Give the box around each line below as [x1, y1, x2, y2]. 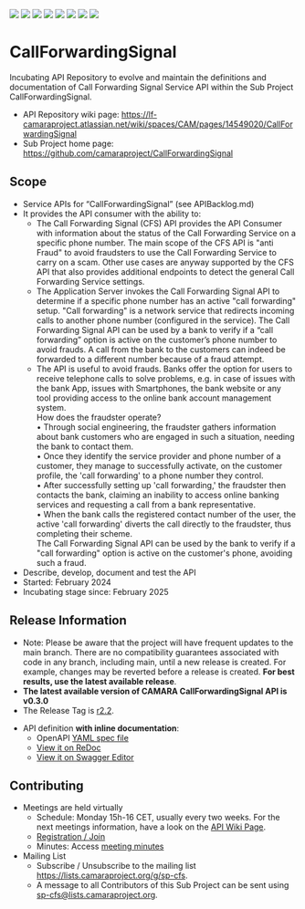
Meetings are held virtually [22, 802, 123, 813]
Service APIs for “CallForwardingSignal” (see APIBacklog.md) [22, 198, 255, 209]
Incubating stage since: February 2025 [22, 586, 169, 597]
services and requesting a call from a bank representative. [36, 498, 257, 510]
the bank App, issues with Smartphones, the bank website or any [36, 382, 281, 393]
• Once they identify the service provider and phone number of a [36, 450, 281, 461]
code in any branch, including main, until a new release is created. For [22, 656, 287, 667]
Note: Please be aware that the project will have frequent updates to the [22, 637, 294, 648]
